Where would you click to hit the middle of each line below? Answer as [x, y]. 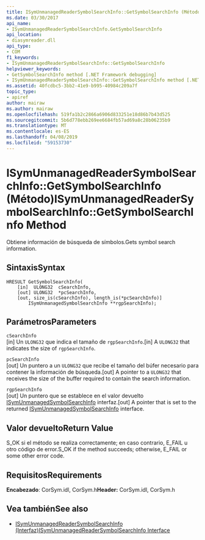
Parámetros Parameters [52, 322]
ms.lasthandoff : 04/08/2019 [42, 137]
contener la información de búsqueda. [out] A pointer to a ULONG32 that [94, 372]
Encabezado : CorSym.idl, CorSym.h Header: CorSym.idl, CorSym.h [91, 489]
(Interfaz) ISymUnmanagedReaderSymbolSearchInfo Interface [92, 530]
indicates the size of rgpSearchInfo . [51, 349]
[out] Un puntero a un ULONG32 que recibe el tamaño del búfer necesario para [103, 366]
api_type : [19, 46]
